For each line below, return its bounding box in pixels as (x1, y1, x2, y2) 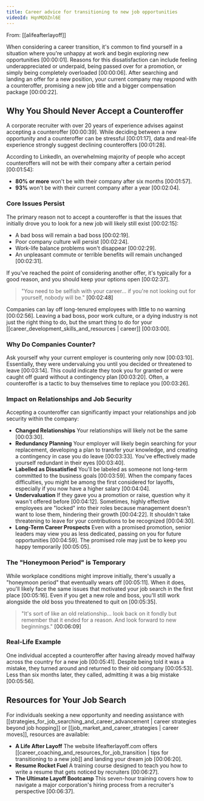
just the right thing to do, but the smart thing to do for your (6, 318, 152, 326)
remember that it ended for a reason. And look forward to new (21, 616, 177, 624)
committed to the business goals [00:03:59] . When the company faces (15, 472, 192, 480)
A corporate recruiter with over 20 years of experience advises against (6, 122, 184, 129)
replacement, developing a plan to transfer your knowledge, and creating (15, 446, 198, 453)
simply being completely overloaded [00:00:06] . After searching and (6, 69, 178, 76)
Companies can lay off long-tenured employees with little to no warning (6, 305, 186, 313)
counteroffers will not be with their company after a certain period (6, 159, 171, 167)
